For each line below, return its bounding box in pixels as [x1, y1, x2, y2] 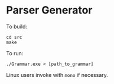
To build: [6, 23, 28, 30]
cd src [6, 34, 22, 40]
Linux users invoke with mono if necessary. [6, 71, 108, 78]
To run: [6, 49, 24, 56]
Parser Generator [6, 4, 93, 17]
